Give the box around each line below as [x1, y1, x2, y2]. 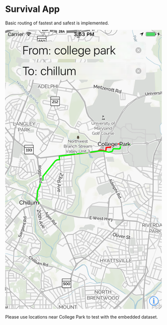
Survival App [5, 3, 60, 15]
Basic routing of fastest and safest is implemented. [5, 20, 109, 26]
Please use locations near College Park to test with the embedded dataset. [5, 314, 158, 320]
